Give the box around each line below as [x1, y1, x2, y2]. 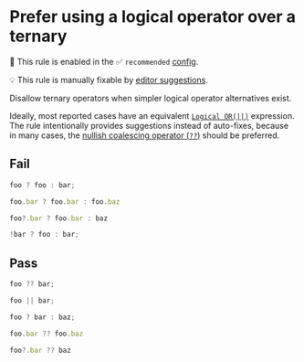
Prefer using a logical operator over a [9, 6, 297, 27]
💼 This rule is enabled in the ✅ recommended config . [9, 56, 199, 67]
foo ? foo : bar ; [9, 180, 76, 189]
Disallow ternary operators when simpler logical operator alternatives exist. [9, 92, 292, 103]
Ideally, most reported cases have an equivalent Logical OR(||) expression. [9, 110, 295, 121]
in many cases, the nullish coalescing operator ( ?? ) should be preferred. [9, 130, 280, 141]
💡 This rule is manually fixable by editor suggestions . [9, 74, 208, 85]
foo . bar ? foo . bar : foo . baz [9, 197, 121, 207]
